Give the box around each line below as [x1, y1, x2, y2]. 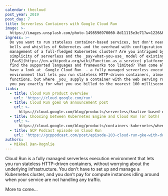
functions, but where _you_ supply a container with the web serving [9, 77, 157, 82]
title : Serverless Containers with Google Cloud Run [5, 21, 117, 26]
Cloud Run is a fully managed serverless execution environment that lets [5, 156, 154, 161]
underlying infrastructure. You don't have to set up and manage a [5, 166, 140, 172]
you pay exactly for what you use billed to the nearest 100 [9, 81, 140, 86]
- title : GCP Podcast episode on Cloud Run [9, 128, 101, 133]
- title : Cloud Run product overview [9, 91, 88, 96]
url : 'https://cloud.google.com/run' [14, 95, 93, 100]
